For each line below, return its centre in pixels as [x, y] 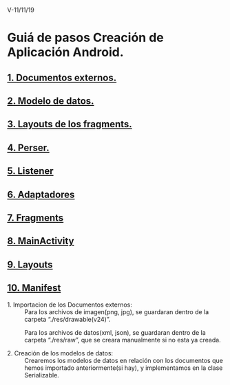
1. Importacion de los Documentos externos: [70, 305]
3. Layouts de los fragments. [70, 124]
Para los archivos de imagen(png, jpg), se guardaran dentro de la [117, 311]
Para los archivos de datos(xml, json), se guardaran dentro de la [115, 332]
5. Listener [30, 171]
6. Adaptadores [41, 194]
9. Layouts [30, 264]
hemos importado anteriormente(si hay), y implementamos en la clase [124, 368]
